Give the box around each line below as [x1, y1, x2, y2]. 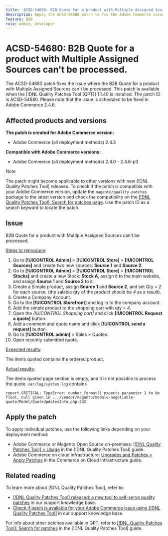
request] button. [12, 326, 47, 332]
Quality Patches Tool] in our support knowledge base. [12, 510, 124, 516]
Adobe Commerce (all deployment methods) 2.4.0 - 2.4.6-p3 [12, 158, 139, 164]
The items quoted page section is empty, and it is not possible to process [5, 375, 156, 381]
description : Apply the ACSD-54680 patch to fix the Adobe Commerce [5, 12, 151, 17]
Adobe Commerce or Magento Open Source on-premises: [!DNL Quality [12, 441, 161, 447]
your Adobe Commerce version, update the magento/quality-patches [5, 188, 148, 194]
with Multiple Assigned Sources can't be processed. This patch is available [5, 86, 160, 92]
